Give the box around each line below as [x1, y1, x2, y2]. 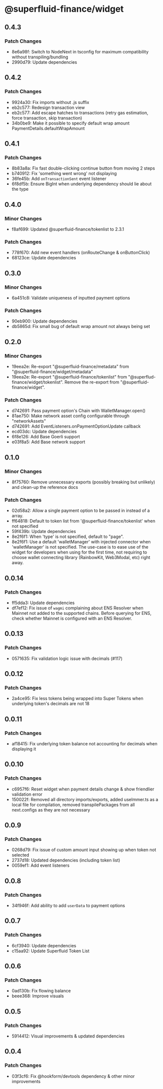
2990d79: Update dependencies [11, 59, 78, 65]
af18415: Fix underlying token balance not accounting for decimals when [11, 740, 158, 746]
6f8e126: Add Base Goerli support [11, 434, 80, 440]
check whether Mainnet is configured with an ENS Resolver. [11, 615, 132, 621]
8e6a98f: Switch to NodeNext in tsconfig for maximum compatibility [11, 49, 149, 54]
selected [11, 852, 30, 858]
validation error [11, 791, 42, 797]
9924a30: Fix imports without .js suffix [11, 99, 90, 105]
